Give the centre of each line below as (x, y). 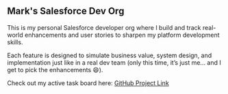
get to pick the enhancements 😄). (55, 69)
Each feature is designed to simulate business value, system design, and (110, 55)
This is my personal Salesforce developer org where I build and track (104, 27)
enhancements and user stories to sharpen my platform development (122, 35)
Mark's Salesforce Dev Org (66, 11)
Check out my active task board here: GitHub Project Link (88, 83)
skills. (15, 42)
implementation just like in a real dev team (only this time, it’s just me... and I (114, 62)
